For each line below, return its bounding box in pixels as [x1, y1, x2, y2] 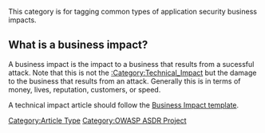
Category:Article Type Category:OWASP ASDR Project [8, 115, 187, 125]
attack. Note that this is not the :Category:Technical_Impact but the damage [8, 68, 257, 77]
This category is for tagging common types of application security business [8, 7, 258, 16]
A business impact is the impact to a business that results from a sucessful [8, 59, 255, 68]
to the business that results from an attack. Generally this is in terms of [8, 76, 241, 86]
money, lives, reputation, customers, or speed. [8, 84, 161, 94]
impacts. [8, 15, 38, 25]
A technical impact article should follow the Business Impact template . [8, 100, 239, 110]
